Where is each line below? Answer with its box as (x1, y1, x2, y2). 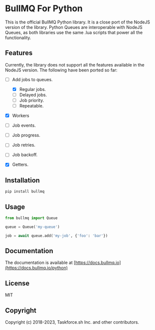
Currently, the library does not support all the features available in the (5, 62, 145, 67)
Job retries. (12, 142, 36, 148)
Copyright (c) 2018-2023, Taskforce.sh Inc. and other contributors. (5, 319, 139, 325)
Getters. (12, 162, 29, 168)
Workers (12, 113, 29, 119)
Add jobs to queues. (12, 76, 53, 82)
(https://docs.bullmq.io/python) (5, 265, 68, 271)
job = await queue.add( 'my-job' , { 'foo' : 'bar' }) (5, 233, 108, 238)
